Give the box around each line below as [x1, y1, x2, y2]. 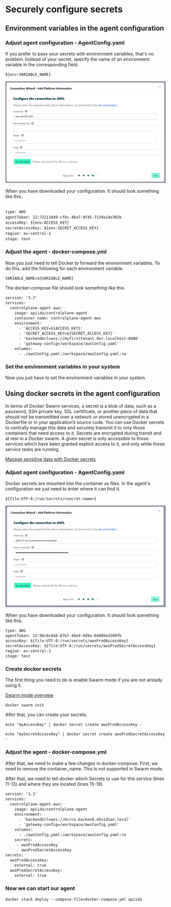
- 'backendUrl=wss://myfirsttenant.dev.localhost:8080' [18, 336, 140, 341]
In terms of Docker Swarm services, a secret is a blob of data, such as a [5, 403, 157, 409]
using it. [5, 682, 22, 688]
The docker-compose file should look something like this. [5, 284, 126, 291]
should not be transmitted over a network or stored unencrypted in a [5, 414, 149, 420]
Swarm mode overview [5, 692, 54, 699]
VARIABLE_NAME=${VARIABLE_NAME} [5, 276, 74, 281]
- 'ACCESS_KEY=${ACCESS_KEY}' [18, 326, 83, 331]
